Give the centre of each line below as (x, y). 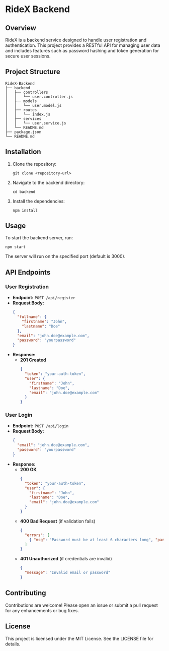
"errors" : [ (37, 535)
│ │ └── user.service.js (36, 123)
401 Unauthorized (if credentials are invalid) (66, 559)
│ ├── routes (21, 110)
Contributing (26, 593)
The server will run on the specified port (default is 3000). (65, 256)
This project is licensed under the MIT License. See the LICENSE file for (79, 638)
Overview (21, 28)
